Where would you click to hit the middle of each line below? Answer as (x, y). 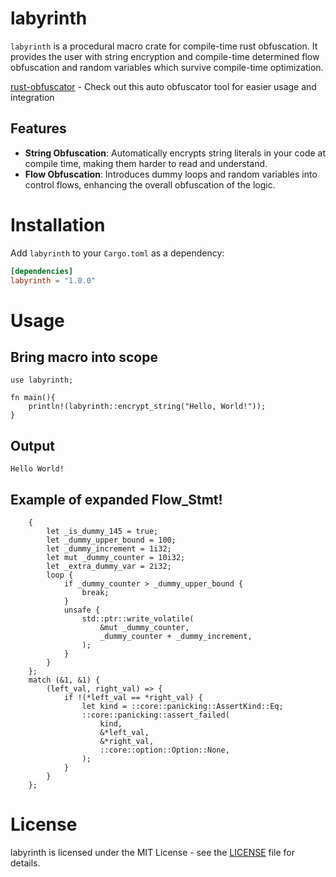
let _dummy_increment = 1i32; (109, 549)
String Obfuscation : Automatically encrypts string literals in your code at (175, 153)
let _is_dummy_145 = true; (102, 532)
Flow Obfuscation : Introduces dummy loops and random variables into (171, 174)
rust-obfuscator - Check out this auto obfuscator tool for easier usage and (163, 86)
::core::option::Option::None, (164, 750)
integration (32, 97)
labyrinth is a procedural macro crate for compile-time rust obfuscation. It (164, 46)
